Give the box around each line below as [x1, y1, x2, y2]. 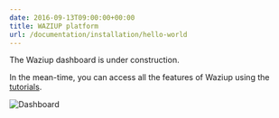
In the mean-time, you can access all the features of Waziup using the [9, 72, 270, 83]
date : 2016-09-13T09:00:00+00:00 [9, 13, 135, 23]
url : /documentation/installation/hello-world [9, 30, 188, 39]
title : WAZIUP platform [9, 22, 99, 31]
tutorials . [9, 82, 42, 93]
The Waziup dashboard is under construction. [9, 55, 180, 66]
